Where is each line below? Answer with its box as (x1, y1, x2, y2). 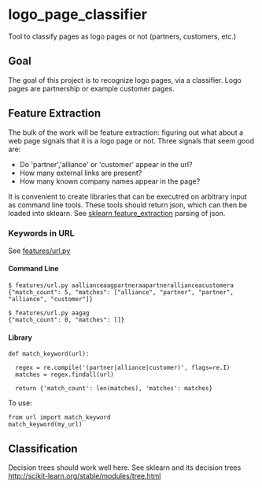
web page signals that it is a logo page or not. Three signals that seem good (8, 136, 254, 145)
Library (8, 333, 33, 342)
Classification (8, 441, 78, 455)
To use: (8, 398, 33, 408)
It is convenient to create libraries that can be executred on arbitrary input (8, 192, 248, 201)
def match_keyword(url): (8, 350, 90, 358)
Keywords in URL (8, 228, 75, 239)
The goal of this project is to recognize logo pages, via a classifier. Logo (8, 75, 242, 84)
